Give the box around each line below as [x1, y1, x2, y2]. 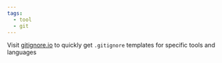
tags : [7, 9, 23, 17]
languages [7, 48, 37, 56]
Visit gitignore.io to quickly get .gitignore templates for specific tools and [7, 41, 215, 49]
